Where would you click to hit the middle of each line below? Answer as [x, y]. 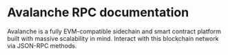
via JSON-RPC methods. [42, 45]
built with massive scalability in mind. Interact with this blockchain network [113, 38]
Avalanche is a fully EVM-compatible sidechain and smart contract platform [114, 31]
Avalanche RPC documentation [98, 13]
